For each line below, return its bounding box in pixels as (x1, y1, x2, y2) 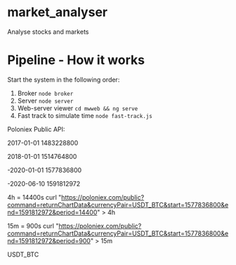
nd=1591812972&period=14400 (7, 208, 98, 216)
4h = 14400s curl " (7, 193, 62, 201)
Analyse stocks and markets (7, 27, 89, 36)
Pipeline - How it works (7, 52, 145, 68)
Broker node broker (17, 89, 74, 97)
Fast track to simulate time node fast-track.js (17, 111, 152, 119)
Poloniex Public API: (7, 124, 65, 134)
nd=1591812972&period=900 (7, 236, 91, 245)
